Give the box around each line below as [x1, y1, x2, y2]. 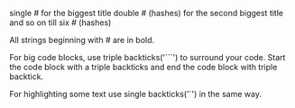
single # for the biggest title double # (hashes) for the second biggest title [9, 8, 284, 18]
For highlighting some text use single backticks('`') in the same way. [9, 89, 262, 99]
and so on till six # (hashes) [9, 17, 112, 28]
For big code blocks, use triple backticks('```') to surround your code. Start [9, 52, 286, 62]
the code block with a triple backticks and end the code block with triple [9, 62, 278, 72]
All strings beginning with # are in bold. [9, 35, 155, 45]
